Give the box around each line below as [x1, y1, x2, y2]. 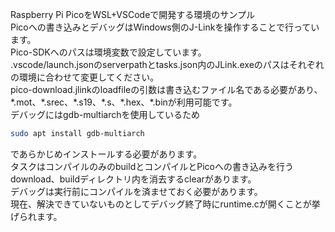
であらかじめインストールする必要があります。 [10, 148, 203, 160]
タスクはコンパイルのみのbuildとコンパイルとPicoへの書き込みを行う [10, 160, 294, 172]
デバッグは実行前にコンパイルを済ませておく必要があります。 [10, 185, 263, 197]
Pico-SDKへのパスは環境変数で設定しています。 [10, 46, 207, 58]
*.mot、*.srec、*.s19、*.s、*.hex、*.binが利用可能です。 [10, 96, 238, 108]
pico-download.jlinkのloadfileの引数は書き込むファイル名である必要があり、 [10, 84, 323, 95]
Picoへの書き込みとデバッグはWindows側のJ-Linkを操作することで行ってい [10, 21, 320, 33]
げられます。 [10, 210, 63, 222]
